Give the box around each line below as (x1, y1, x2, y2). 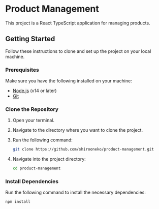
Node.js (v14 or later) (12, 87, 57, 94)
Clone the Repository (5, 105, 59, 112)
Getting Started (5, 35, 55, 43)
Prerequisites (5, 66, 39, 73)
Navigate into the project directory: (12, 156, 86, 162)
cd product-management (12, 166, 61, 171)
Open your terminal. (12, 117, 55, 124)
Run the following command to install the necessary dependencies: (5, 189, 146, 196)
